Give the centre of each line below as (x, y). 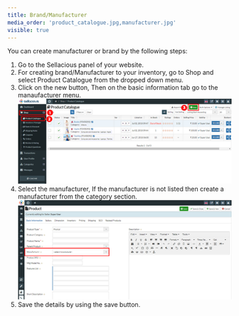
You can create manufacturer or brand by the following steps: (97, 51)
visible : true (28, 30)
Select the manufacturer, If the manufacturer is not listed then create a (121, 189)
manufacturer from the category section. (77, 196)
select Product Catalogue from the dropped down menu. (100, 80)
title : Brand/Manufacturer (47, 15)
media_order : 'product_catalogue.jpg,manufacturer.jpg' (92, 22)
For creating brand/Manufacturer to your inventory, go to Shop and (116, 73)
